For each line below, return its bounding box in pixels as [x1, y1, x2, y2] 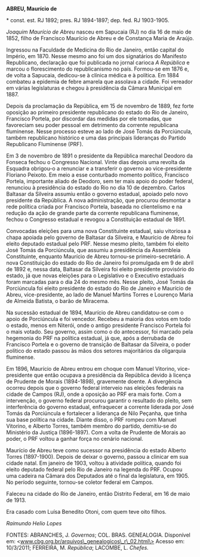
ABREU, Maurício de [6, 5, 57, 12]
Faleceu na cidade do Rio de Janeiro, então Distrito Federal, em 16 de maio [6, 491, 190, 497]
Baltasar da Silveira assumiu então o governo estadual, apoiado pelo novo [6, 190, 188, 197]
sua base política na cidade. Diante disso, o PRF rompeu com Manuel [6, 416, 177, 423]
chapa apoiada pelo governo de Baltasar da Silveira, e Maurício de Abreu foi [6, 234, 194, 241]
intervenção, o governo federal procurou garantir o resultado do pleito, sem [6, 397, 192, 404]
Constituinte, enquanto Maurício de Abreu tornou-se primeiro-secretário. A [6, 253, 190, 260]
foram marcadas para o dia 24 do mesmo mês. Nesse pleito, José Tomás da [6, 278, 194, 285]
